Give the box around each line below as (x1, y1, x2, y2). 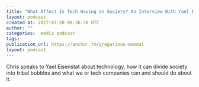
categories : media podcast (6, 31, 76, 36)
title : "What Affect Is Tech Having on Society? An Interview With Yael (6, 8, 190, 15)
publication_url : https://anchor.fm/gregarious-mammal (6, 42, 145, 48)
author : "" (6, 25, 33, 31)
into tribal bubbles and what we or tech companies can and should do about (6, 69, 192, 76)
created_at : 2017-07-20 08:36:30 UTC (6, 19, 99, 25)
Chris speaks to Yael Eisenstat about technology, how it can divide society (6, 63, 188, 70)
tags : (6, 36, 20, 42)
